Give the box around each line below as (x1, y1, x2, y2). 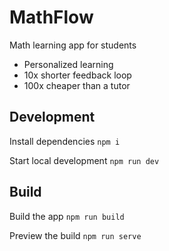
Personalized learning (23, 58, 114, 70)
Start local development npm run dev (9, 154, 160, 166)
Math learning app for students (9, 39, 137, 51)
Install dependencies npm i (9, 135, 121, 147)
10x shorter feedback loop (23, 69, 132, 81)
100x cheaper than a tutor (23, 79, 131, 91)
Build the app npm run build (9, 210, 125, 222)
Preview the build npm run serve (9, 229, 142, 241)
